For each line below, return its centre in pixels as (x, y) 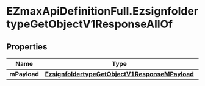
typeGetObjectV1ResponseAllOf (89, 24)
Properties (27, 47)
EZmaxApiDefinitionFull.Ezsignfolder (103, 11)
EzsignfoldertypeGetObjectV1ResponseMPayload (119, 74)
